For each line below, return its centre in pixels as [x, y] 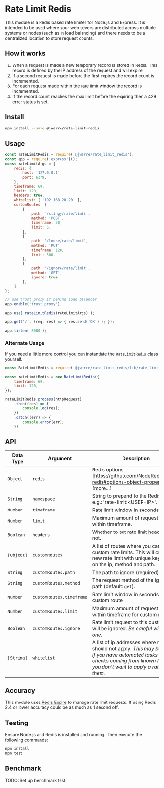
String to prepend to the [120, 496]
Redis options [108, 470]
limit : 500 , [43, 255]
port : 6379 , [35, 177]
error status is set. [31, 102]
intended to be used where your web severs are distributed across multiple [81, 27]
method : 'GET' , [47, 273]
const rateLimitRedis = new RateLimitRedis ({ [52, 377]
